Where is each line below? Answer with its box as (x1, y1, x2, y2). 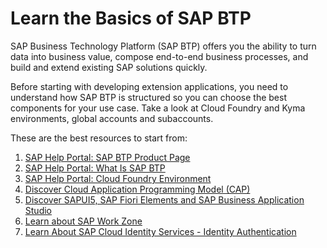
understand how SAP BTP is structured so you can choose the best (10, 91, 288, 103)
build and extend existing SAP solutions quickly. (10, 61, 208, 73)
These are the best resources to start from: (10, 132, 188, 144)
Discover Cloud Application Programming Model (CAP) (24, 183, 251, 195)
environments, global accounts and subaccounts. (10, 112, 214, 124)
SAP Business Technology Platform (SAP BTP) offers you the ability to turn (10, 40, 317, 52)
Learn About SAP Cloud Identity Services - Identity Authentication (24, 225, 297, 237)
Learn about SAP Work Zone (24, 215, 143, 227)
